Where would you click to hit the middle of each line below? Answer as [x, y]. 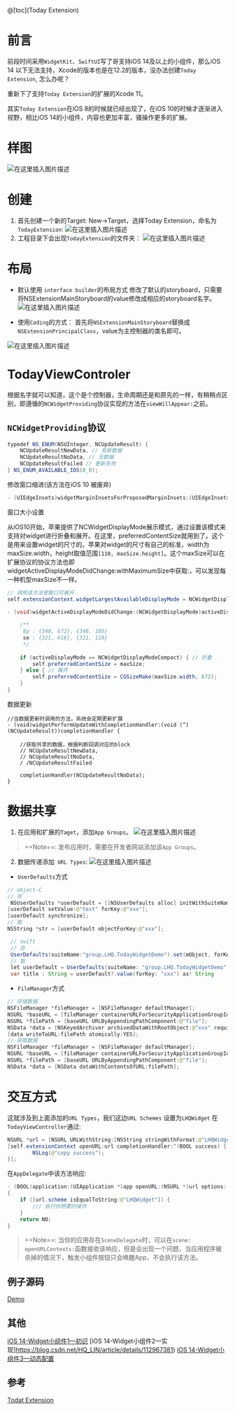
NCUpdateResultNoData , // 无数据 [67, 457]
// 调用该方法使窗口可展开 [41, 592]
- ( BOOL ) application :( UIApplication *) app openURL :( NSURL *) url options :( [119, 1187]
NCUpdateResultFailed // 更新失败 [68, 464]
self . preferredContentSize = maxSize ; [89, 664]
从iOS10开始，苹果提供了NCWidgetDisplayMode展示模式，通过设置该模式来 [116, 527]
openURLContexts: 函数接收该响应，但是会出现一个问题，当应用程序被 [123, 1249]
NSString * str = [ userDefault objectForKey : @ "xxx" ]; [86, 929]
